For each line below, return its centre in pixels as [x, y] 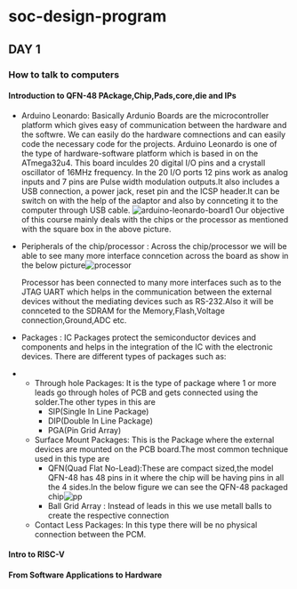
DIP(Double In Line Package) [100, 421]
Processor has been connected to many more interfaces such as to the [151, 282]
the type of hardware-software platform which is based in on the [140, 153]
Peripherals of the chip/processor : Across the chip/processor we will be [154, 246]
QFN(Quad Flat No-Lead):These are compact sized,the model [161, 468]
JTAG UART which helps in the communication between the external [146, 292]
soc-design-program [88, 16]
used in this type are [72, 458]
